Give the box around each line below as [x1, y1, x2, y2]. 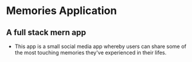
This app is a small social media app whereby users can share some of [14, 43, 187, 50]
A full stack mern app [6, 27, 87, 37]
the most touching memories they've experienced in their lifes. [14, 49, 167, 56]
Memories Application [6, 4, 117, 18]
